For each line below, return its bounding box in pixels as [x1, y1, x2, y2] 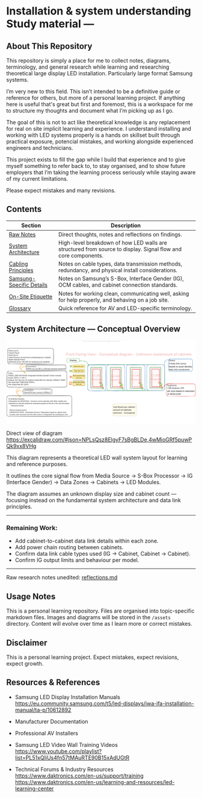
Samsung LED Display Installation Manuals [14, 693, 120, 700]
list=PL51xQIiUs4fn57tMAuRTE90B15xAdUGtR [14, 754, 130, 761]
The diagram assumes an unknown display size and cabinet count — [6, 490, 177, 497]
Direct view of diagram [6, 429, 63, 437]
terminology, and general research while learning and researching [6, 63, 170, 70]
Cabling [8, 260, 28, 267]
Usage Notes [6, 591, 56, 602]
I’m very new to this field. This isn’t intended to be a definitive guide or [6, 88, 180, 95]
